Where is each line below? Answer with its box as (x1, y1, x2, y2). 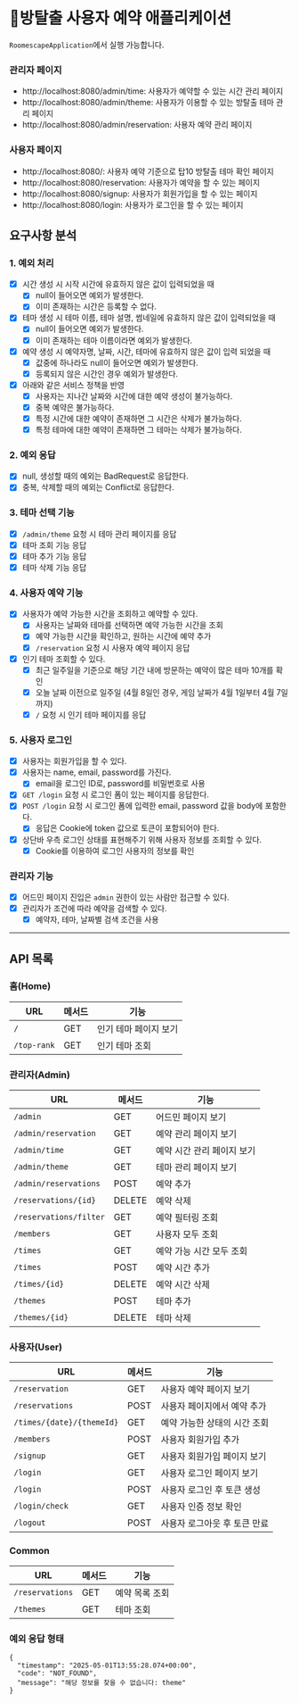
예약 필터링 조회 (155, 1211, 219, 1224)
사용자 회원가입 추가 (160, 1433, 240, 1446)
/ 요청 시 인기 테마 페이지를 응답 (35, 709, 147, 719)
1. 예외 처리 (9, 256, 54, 269)
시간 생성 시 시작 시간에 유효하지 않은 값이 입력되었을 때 (21, 278, 215, 290)
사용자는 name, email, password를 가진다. (21, 767, 172, 777)
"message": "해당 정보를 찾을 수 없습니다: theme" (17, 1679, 187, 1688)
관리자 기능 (9, 869, 54, 882)
